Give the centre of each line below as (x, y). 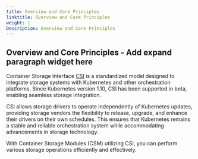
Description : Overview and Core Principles (61, 28)
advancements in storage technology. (52, 132)
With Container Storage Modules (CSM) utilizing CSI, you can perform (92, 144)
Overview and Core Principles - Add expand (89, 52)
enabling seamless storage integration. (54, 95)
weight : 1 (18, 23)
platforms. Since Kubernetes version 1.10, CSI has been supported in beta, (97, 89)
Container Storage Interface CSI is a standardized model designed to (90, 76)
